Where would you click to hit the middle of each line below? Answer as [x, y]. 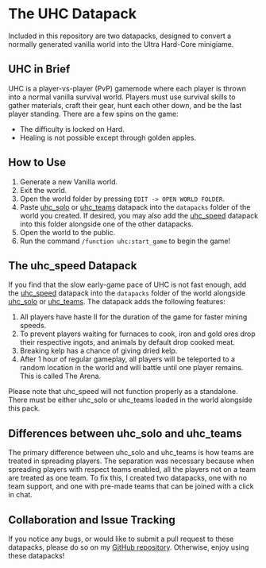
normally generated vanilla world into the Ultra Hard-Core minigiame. [121, 44]
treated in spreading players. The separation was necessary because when [131, 461]
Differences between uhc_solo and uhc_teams [125, 433]
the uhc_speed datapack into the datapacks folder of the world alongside [127, 293]
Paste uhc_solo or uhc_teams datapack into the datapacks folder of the [135, 207]
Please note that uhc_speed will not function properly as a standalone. [123, 392]
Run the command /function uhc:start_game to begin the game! [125, 241]
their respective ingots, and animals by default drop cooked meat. [127, 342]
